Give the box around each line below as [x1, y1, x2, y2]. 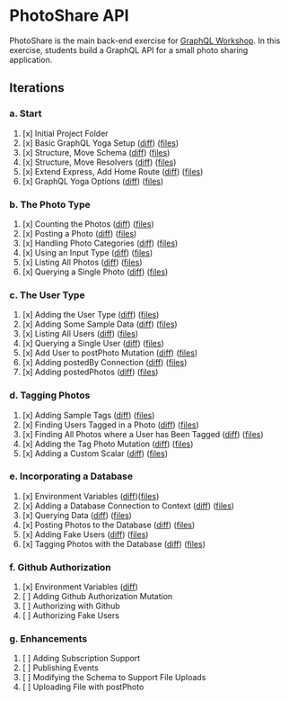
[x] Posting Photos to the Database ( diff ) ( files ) [22, 519, 196, 530]
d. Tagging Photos [9, 389, 91, 401]
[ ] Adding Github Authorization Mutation [22, 591, 173, 602]
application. [9, 54, 53, 65]
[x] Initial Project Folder [22, 128, 109, 139]
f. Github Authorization [9, 561, 112, 573]
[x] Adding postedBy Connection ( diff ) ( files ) [22, 357, 188, 368]
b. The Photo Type [9, 198, 92, 211]
